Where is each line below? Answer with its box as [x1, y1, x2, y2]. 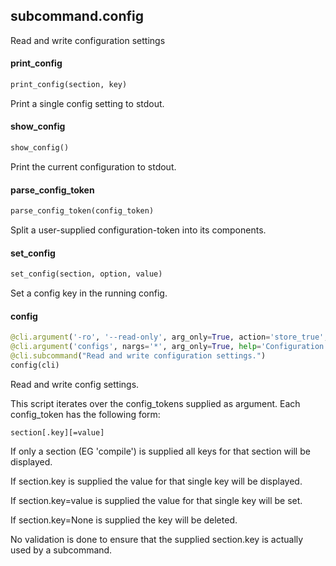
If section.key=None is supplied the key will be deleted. [10, 514, 238, 526]
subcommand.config [10, 8, 144, 25]
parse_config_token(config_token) [10, 206, 155, 216]
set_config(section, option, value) [10, 269, 163, 279]
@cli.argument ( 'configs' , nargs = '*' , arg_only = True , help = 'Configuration [10, 342, 325, 352]
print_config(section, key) [10, 80, 128, 90]
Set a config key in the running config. [10, 287, 168, 299]
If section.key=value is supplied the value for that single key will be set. [10, 494, 303, 506]
